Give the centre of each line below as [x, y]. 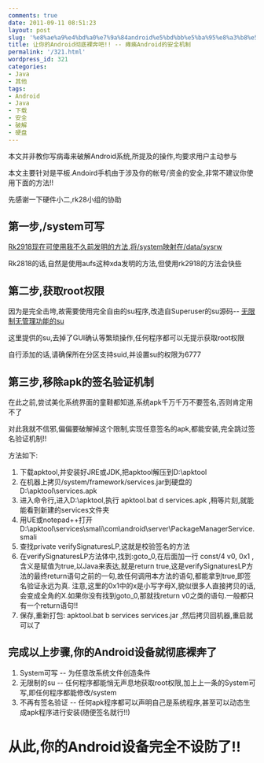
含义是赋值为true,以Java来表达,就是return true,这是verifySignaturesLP [133, 566]
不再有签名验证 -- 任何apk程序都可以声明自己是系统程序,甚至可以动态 [131, 702]
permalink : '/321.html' [47, 52]
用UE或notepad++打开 [56, 520]
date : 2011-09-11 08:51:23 [52, 23]
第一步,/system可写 [56, 226]
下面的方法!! [34, 183]
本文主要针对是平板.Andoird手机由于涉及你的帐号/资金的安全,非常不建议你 [128, 172]
